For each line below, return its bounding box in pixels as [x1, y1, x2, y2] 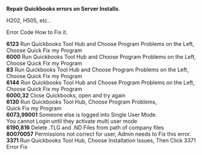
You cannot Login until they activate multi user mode [6, 117, 137, 125]
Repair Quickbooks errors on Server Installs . [6, 5, 120, 12]
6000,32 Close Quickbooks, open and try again [6, 92, 126, 99]
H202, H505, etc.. [6, 17, 51, 24]
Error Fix [6, 143, 28, 150]
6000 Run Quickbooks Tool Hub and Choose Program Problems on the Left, [6, 53, 197, 60]
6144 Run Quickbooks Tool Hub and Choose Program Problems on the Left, [6, 79, 195, 86]
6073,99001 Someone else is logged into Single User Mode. [6, 111, 157, 118]
